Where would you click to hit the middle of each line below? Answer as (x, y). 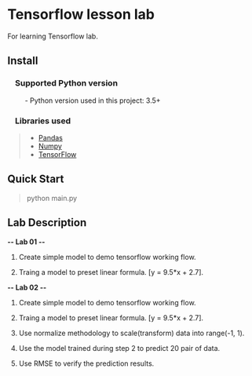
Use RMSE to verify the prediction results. (86, 363)
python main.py (52, 198)
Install (23, 61)
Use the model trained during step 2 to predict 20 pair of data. (119, 348)
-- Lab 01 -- (26, 242)
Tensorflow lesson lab (81, 15)
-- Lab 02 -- (27, 287)
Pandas (51, 137)
